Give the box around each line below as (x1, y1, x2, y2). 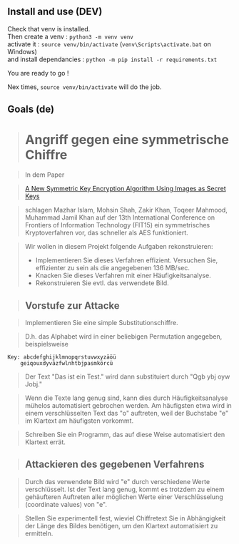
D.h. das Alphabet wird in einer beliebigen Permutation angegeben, (24, 332, 223, 341)
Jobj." (24, 379, 43, 388)
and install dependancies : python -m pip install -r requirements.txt (7, 55, 218, 63)
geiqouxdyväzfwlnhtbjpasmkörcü (20, 359, 113, 366)
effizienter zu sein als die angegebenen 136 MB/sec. (35, 264, 190, 272)
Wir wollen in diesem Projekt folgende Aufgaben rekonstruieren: (24, 242, 213, 251)
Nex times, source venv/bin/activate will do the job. (7, 82, 162, 91)
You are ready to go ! (7, 68, 69, 77)
